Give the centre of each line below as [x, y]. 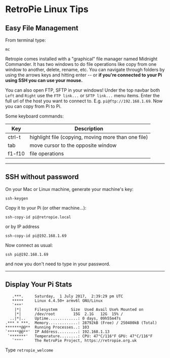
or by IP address [22, 226]
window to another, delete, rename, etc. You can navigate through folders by [85, 70]
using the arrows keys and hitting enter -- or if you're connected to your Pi [84, 75]
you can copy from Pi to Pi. [33, 106]
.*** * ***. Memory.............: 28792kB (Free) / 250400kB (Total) [81, 323]
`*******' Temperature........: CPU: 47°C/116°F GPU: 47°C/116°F [80, 336]
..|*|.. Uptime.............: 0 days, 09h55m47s [66, 318]
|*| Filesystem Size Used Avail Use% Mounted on [79, 309]
